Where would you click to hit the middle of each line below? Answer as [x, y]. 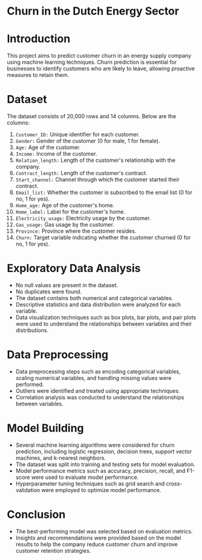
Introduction [39, 39]
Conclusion [36, 515]
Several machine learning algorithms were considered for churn [95, 445]
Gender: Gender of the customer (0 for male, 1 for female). [88, 141]
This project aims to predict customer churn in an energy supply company [99, 56]
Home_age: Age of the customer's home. [65, 205]
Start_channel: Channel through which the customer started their [98, 179]
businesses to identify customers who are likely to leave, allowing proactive [101, 68]
